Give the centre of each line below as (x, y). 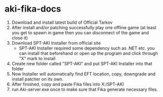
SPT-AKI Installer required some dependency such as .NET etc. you (87, 48)
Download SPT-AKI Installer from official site (56, 43)
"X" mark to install (37, 58)
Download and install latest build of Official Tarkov (62, 22)
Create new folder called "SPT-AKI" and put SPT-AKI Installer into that (82, 64)
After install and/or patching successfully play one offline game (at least (84, 27)
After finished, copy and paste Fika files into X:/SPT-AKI (68, 84)
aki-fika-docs (33, 9)
